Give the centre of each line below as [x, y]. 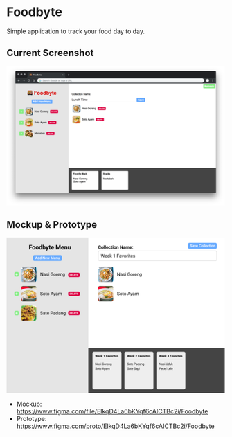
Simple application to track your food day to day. [76, 31]
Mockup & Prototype [52, 225]
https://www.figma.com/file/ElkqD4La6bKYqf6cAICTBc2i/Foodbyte [112, 411]
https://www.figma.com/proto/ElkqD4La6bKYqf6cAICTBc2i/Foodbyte [116, 426]
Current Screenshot [50, 53]
